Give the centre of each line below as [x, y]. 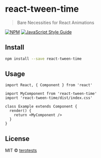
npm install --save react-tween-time [43, 59]
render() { [20, 111]
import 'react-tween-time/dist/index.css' [49, 98]
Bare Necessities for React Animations [55, 23]
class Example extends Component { [41, 107]
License [17, 139]
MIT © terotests [21, 151]
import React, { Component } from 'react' [49, 85]
